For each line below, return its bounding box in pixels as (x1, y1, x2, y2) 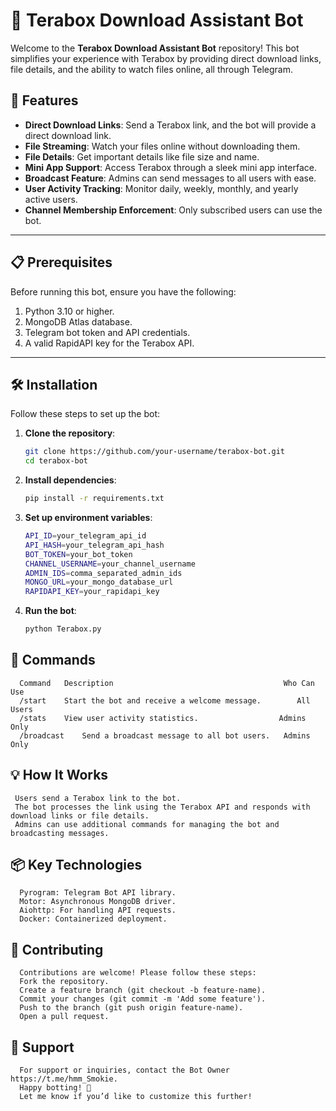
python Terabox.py (24, 624, 102, 634)
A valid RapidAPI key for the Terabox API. (24, 337, 195, 349)
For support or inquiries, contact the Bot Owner (19, 1065, 230, 1076)
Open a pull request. (19, 1012, 110, 1022)
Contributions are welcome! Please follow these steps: (19, 968, 257, 978)
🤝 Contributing (10, 941, 104, 958)
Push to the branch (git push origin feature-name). (19, 1003, 244, 1013)
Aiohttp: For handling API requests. (19, 905, 177, 916)
